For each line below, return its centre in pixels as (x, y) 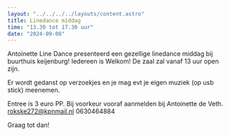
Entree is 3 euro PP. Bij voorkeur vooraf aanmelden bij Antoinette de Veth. (115, 104)
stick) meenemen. (34, 90)
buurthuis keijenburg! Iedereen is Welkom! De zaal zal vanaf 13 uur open (113, 62)
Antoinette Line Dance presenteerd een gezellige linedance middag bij (110, 54)
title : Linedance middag (44, 21)
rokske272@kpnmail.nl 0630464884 (61, 111)
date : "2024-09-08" (36, 34)
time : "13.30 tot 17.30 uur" (50, 27)
